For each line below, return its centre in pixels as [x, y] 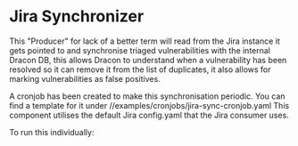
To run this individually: [52, 132]
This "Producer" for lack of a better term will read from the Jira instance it [145, 41]
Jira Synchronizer [77, 16]
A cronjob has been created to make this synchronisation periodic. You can [147, 96]
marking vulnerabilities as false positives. [85, 78]
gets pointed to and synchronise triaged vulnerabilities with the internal [140, 50]
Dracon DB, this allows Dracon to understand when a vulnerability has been [148, 60]
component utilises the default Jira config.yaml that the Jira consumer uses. [149, 115]
